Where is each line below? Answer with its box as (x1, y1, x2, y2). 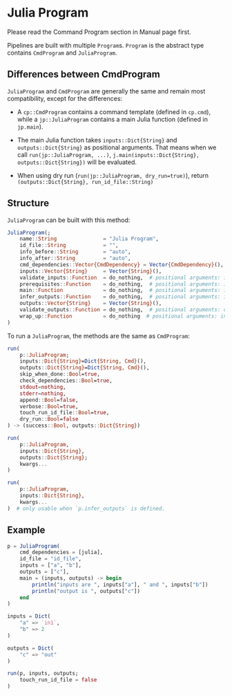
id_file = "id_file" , (19, 556, 81, 562)
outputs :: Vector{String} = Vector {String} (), (19, 300, 162, 307)
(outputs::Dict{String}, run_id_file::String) (17, 178, 154, 185)
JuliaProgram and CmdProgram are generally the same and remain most (7, 86, 206, 95)
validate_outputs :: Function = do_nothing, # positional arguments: (19, 306, 221, 313)
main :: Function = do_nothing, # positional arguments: (19, 287, 221, 294)
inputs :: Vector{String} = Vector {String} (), (19, 268, 162, 275)
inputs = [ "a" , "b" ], (19, 562, 81, 569)
